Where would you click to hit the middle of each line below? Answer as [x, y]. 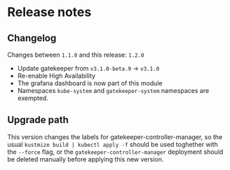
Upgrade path [38, 120]
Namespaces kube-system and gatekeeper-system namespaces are [113, 91]
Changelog [32, 38]
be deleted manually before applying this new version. [86, 159]
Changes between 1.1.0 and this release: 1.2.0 [76, 55]
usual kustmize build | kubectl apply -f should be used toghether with [113, 144]
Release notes [49, 12]
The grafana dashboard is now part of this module [90, 83]
